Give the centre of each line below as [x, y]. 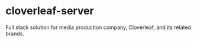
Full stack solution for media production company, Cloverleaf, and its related [98, 27]
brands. [15, 33]
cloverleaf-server [50, 11]
